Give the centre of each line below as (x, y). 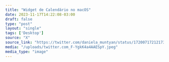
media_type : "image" (27, 51)
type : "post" (19, 24)
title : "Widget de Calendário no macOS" (48, 10)
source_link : (19, 42)
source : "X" (18, 38)
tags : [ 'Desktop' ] (24, 33)
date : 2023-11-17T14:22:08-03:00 (40, 14)
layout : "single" (23, 28)
